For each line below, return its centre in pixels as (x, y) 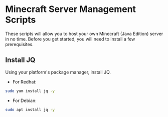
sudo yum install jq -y (30, 91)
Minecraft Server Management (71, 9)
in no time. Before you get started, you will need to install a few (70, 39)
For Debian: (24, 100)
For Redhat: (24, 81)
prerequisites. (20, 44)
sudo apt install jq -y (30, 109)
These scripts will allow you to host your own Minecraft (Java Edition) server (84, 33)
